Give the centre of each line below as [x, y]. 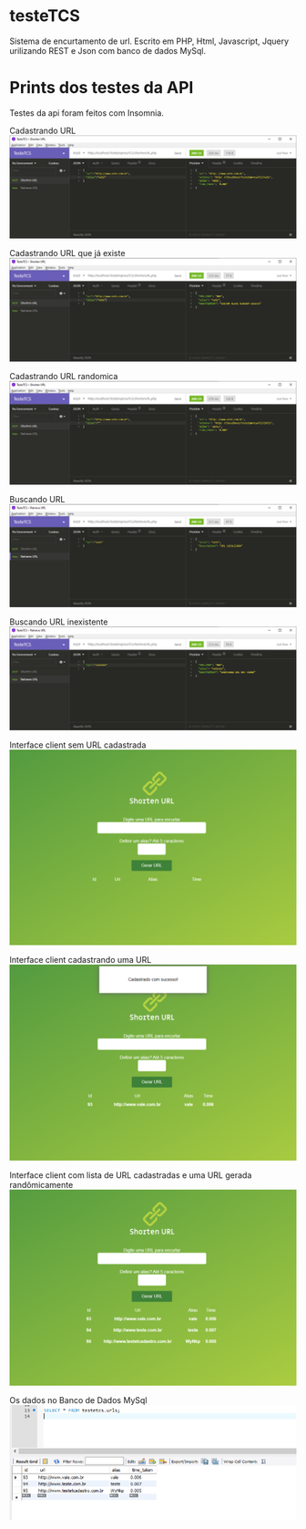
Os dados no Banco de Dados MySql [78, 1400]
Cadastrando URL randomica [64, 377]
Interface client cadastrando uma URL [81, 960]
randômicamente [41, 1185]
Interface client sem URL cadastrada [78, 745]
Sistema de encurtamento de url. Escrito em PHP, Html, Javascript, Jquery [149, 41]
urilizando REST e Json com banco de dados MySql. [108, 50]
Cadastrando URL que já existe [67, 253]
